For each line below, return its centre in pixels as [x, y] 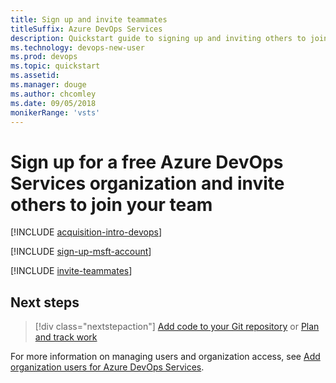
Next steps [45, 302]
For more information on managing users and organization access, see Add [165, 357]
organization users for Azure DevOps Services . [107, 367]
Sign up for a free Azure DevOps [147, 162]
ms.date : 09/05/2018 [53, 103]
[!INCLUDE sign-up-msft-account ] [81, 252]
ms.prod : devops [44, 57]
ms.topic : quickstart [55, 66]
